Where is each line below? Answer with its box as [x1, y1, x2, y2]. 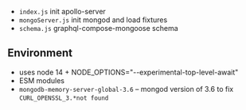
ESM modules [18, 75, 65, 85]
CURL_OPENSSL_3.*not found [18, 94, 109, 102]
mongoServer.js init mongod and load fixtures [18, 15, 168, 25]
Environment [7, 47, 73, 60]
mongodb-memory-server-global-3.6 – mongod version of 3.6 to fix [18, 84, 234, 93]
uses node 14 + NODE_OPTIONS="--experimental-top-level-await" [18, 67, 239, 77]
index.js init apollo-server [18, 7, 107, 16]
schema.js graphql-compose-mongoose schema [18, 24, 178, 32]
